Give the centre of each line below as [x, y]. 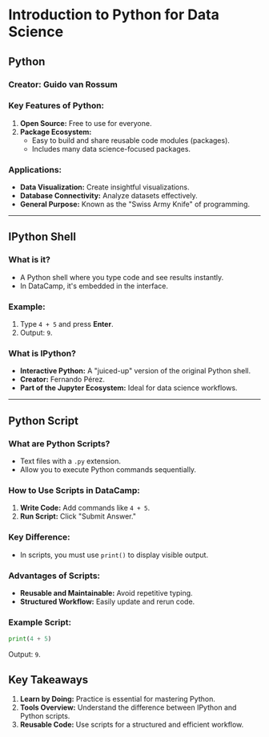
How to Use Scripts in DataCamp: [74, 490]
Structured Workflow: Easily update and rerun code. [107, 601]
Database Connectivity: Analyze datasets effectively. [108, 196]
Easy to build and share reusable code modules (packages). [131, 140]
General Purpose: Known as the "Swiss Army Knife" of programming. [135, 204]
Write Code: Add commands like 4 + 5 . [85, 508]
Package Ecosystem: [56, 132]
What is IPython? [42, 353]
